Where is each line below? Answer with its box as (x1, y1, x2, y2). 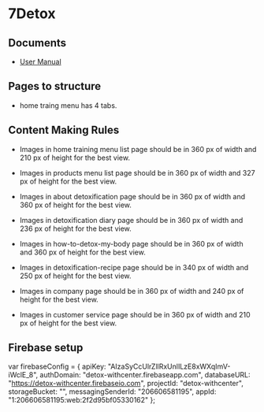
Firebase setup (8, 341, 84, 354)
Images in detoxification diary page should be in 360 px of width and (19, 215, 244, 225)
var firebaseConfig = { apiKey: (8, 362, 106, 371)
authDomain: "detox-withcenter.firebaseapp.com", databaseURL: (39, 370, 251, 380)
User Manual (19, 57, 61, 66)
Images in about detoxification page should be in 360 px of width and (19, 191, 246, 201)
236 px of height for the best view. (19, 224, 132, 233)
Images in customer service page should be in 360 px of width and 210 (19, 310, 251, 319)
